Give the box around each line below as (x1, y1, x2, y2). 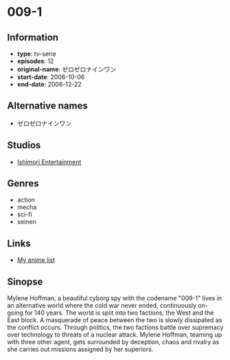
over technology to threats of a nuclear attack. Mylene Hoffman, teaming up (7, 330, 222, 339)
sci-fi (16, 210, 32, 218)
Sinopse (7, 275, 43, 287)
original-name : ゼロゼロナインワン (16, 65, 117, 73)
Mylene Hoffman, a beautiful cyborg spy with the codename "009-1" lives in (7, 294, 222, 302)
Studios (7, 139, 41, 151)
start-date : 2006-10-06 (16, 73, 85, 81)
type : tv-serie (16, 49, 56, 58)
